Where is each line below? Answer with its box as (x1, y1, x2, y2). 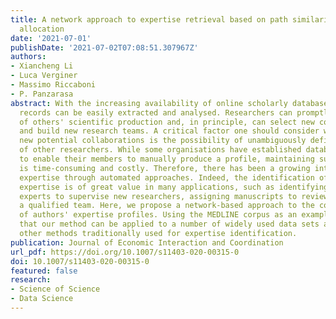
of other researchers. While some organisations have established (19, 145, 302, 155)
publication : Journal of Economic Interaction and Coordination (10, 237, 284, 248)
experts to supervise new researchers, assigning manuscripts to (19, 191, 298, 201)
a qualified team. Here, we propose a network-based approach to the (19, 201, 315, 211)
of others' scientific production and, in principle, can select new (19, 117, 315, 127)
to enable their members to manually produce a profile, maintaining (19, 154, 315, 164)
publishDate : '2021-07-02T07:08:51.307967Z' (10, 42, 199, 53)
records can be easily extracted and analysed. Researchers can (19, 107, 293, 118)
